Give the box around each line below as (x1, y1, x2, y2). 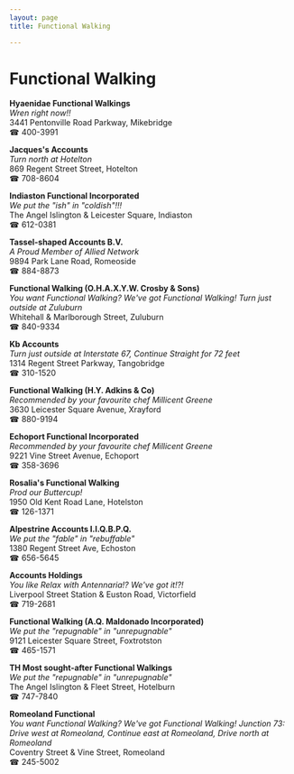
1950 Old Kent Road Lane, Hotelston (9, 497, 144, 508)
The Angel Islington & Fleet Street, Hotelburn (9, 682, 176, 693)
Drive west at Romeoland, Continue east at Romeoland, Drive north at (9, 728, 270, 739)
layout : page (9, 13, 59, 23)
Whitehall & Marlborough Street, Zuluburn (9, 312, 164, 323)
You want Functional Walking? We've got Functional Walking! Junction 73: (9, 718, 286, 729)
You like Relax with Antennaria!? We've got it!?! (9, 579, 184, 591)
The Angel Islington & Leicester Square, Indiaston (9, 209, 193, 221)
